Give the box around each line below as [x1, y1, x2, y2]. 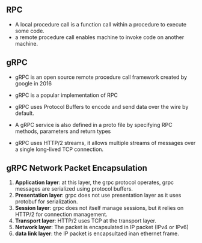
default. [14, 109, 34, 117]
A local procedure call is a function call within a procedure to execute [14, 20, 187, 28]
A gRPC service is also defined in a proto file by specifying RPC [14, 121, 173, 128]
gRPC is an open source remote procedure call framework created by [14, 73, 188, 81]
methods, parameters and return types [14, 128, 111, 135]
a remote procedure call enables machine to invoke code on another [14, 33, 185, 41]
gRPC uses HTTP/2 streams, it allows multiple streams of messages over [14, 139, 196, 146]
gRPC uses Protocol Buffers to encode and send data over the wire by [14, 103, 189, 110]
